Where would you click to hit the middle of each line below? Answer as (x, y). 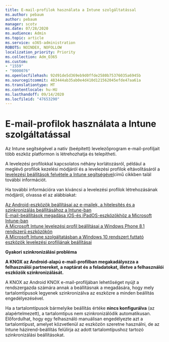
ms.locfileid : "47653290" (32, 99)
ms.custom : (17, 62)
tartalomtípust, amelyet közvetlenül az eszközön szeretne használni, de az (82, 324)
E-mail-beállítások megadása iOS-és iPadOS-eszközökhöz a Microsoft (79, 215)
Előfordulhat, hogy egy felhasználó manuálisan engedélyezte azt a (74, 319)
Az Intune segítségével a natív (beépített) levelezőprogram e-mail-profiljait (82, 149)
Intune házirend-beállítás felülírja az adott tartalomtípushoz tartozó (74, 330)
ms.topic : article (24, 38)
